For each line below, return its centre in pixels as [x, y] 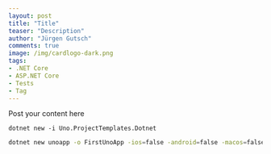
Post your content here [46, 114]
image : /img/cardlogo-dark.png [61, 53]
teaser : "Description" [46, 31]
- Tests [21, 83]
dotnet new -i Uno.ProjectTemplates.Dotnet [83, 129]
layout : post [30, 16]
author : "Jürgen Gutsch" [50, 38]
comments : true [34, 46]
